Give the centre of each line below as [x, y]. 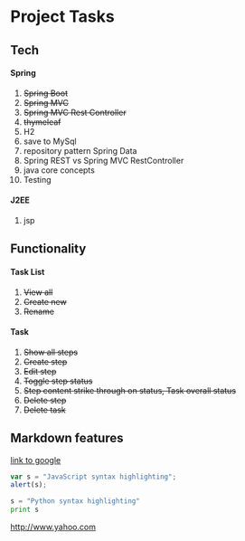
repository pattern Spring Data [80, 150]
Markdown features [67, 438]
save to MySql [50, 141]
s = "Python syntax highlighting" [75, 501]
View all [38, 292]
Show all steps [51, 352]
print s [25, 510]
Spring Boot [46, 93]
